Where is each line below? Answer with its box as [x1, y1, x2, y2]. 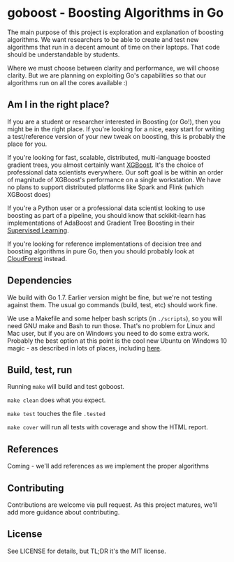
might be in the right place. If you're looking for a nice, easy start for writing [7, 124, 225, 133]
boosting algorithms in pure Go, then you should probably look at [7, 246, 194, 256]
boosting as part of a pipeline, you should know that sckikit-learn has [7, 211, 206, 219]
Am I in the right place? [7, 99, 110, 111]
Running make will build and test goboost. [7, 383, 124, 391]
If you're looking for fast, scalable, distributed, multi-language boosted [7, 153, 211, 161]
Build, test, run [7, 364, 73, 376]
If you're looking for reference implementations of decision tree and [7, 239, 203, 248]
